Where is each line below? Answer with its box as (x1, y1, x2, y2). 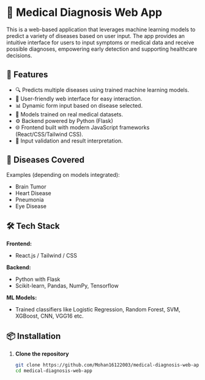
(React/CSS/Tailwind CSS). (15, 130, 84, 138)
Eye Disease (15, 202, 47, 210)
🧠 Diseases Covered (6, 155, 84, 165)
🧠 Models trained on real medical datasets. (15, 110, 124, 118)
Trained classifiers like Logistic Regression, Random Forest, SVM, (15, 306, 181, 313)
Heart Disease (15, 189, 51, 196)
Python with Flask (15, 275, 61, 283)
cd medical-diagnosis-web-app (15, 368, 93, 374)
